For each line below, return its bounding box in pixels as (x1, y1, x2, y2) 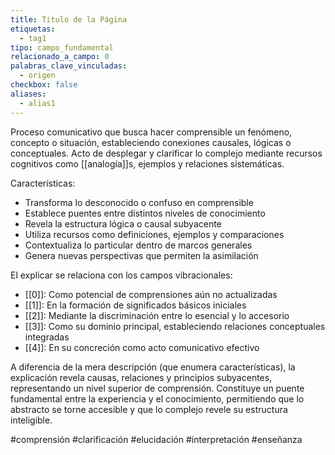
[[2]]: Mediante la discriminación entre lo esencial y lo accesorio (24, 309, 290, 321)
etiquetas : (10, 24, 56, 34)
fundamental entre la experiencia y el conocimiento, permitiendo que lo (10, 392, 305, 405)
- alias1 (19, 98, 56, 108)
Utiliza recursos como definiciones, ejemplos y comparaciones (24, 228, 285, 240)
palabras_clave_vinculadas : (10, 61, 128, 71)
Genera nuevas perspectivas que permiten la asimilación (24, 249, 259, 261)
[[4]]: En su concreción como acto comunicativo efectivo (24, 341, 260, 353)
